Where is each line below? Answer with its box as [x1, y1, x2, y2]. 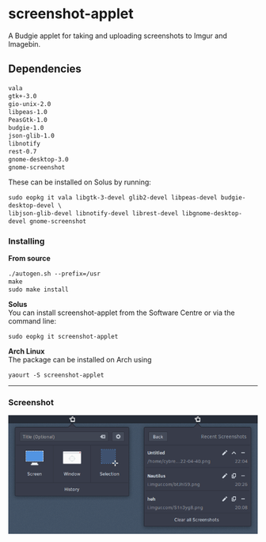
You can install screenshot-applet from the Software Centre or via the [8, 308, 235, 317]
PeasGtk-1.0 [8, 116, 47, 123]
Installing [8, 235, 45, 246]
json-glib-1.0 [8, 131, 55, 139]
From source [8, 254, 51, 263]
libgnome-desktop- [181, 209, 243, 218]
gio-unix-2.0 [8, 100, 51, 108]
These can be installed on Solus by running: [8, 177, 152, 187]
